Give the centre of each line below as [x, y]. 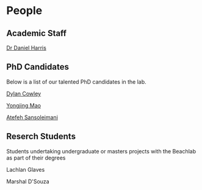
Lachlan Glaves [26, 169]
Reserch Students [41, 137]
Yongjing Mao [24, 105]
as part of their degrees [36, 158]
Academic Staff [37, 33]
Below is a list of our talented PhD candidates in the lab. [76, 82]
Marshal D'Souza [28, 181]
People [24, 11]
